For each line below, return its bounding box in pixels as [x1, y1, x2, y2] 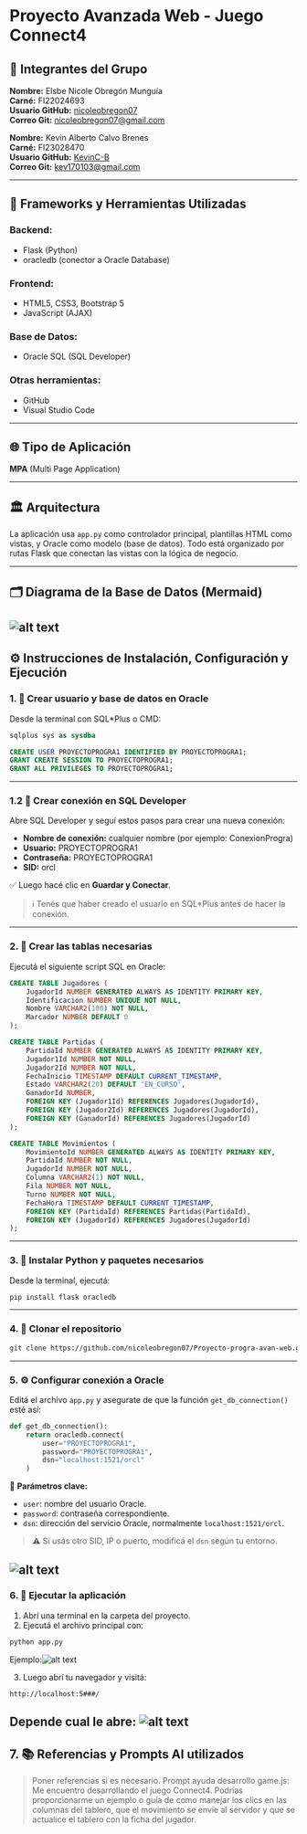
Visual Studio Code [22, 404, 96, 416]
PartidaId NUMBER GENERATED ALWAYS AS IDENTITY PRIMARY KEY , [26, 1046, 263, 1055]
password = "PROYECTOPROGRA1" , [42, 1447, 153, 1457]
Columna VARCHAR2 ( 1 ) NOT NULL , [26, 1173, 145, 1183]
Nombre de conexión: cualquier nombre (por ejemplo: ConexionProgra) [22, 833, 294, 844]
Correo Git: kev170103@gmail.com [9, 162, 141, 172]
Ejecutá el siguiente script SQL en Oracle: [9, 961, 166, 972]
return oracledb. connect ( [26, 1430, 125, 1439]
